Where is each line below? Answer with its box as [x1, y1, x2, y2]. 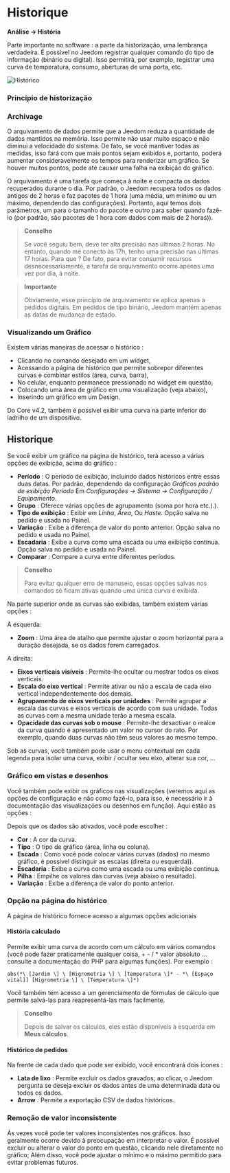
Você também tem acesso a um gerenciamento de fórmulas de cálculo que [7, 989, 220, 997]
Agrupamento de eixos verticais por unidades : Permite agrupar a [16, 697, 207, 705]
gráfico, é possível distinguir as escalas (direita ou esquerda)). [16, 857, 194, 865]
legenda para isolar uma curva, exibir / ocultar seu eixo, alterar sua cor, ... [7, 754, 216, 762]
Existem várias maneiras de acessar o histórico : [7, 343, 144, 352]
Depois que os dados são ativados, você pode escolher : [7, 822, 168, 830]
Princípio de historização [7, 93, 93, 102]
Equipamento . [16, 494, 57, 503]
